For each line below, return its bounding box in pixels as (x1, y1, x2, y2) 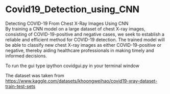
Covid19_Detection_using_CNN (5, 4, 139, 15)
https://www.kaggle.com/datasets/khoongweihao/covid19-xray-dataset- (5, 78, 158, 84)
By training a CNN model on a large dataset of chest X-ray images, (5, 25, 145, 32)
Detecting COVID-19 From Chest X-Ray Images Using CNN (5, 20, 129, 26)
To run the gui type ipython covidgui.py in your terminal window (5, 62, 139, 69)
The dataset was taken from (5, 72, 65, 78)
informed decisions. (5, 52, 47, 59)
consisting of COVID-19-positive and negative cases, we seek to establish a (5, 31, 165, 37)
